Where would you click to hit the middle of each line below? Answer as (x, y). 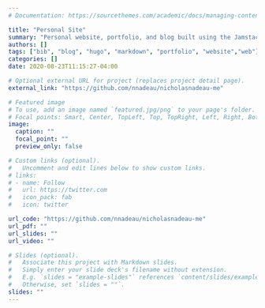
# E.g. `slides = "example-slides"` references (91, 277)
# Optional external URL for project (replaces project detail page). (127, 81)
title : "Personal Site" (47, 30)
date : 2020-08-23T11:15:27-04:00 (63, 67)
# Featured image (37, 102)
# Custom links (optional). (54, 160)
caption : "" (35, 132)
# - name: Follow (37, 182)
